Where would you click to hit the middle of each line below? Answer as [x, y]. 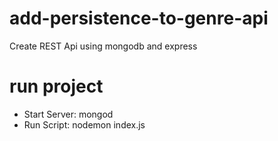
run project [56, 86]
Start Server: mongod [68, 114]
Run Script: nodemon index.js [84, 124]
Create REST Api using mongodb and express [103, 46]
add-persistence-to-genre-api [139, 18]
